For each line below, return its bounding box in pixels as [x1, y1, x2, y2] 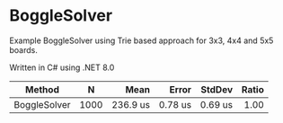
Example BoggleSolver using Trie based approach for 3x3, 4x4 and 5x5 [9, 35, 274, 46]
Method [25, 83, 60, 95]
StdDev [200, 83, 234, 95]
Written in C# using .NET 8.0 [9, 62, 115, 73]
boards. [9, 44, 38, 55]
